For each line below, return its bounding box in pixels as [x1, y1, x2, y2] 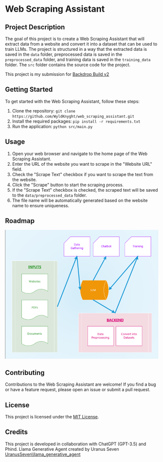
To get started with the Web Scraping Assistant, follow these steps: [5, 98, 140, 104]
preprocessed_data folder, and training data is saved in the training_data [5, 57, 151, 62]
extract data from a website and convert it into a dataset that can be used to [5, 41, 158, 47]
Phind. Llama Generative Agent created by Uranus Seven [5, 446, 119, 452]
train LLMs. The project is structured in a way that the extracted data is [5, 46, 147, 52]
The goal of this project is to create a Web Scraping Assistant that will [5, 36, 145, 42]
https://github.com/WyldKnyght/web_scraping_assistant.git [12, 114, 135, 119]
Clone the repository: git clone [12, 108, 75, 113]
